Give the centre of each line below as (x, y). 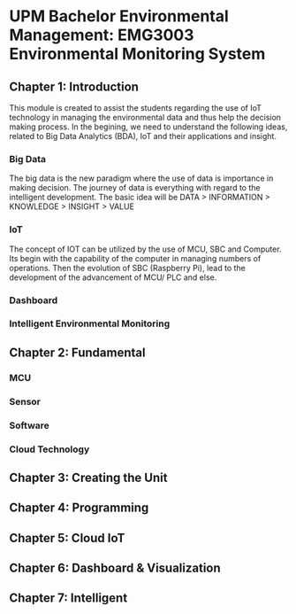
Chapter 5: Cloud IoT (67, 538)
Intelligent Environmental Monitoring (90, 323)
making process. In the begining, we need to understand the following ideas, (148, 127)
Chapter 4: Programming (79, 508)
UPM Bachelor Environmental (119, 16)
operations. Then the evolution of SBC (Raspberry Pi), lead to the (127, 268)
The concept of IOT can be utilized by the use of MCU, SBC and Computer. (145, 249)
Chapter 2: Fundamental (77, 352)
